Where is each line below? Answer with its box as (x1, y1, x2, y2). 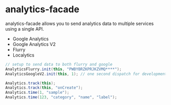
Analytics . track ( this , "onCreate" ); (5, 85, 83, 90)
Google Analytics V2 (12, 41, 56, 47)
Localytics (12, 52, 35, 58)
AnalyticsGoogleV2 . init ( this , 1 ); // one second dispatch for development (5, 71, 167, 76)
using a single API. (5, 25, 44, 32)
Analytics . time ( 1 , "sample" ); (5, 90, 70, 95)
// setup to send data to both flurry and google (5, 62, 113, 67)
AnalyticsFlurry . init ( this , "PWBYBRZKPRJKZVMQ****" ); (5, 66, 122, 72)
